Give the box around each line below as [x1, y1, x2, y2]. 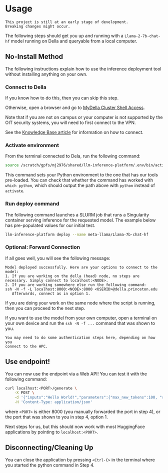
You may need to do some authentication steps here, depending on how [5, 335, 155, 340]
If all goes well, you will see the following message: [5, 255, 111, 261]
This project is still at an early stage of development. [5, 19, 128, 24]
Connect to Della [5, 83, 46, 90]
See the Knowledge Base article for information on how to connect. [5, 129, 143, 135]
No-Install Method [5, 52, 63, 61]
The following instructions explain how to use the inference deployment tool [5, 65, 161, 71]
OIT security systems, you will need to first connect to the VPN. [5, 119, 136, 125]
